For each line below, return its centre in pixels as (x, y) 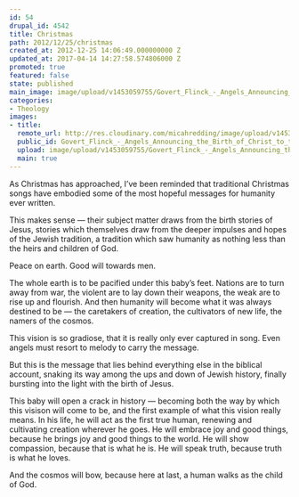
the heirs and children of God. (64, 248)
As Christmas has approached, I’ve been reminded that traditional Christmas (149, 183)
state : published (41, 84)
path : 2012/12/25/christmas (61, 42)
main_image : (31, 92)
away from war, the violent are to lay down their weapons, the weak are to (145, 292)
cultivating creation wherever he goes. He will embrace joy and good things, (149, 429)
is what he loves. (40, 457)
